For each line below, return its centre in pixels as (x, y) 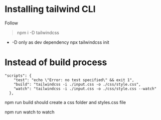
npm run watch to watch (30, 112)
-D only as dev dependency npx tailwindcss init (61, 42)
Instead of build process (56, 62)
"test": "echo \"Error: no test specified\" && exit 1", (74, 80)
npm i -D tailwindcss (38, 32)
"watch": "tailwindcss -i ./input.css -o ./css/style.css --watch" (85, 89)
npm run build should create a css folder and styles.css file (65, 102)
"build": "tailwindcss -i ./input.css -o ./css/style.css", (77, 84)
